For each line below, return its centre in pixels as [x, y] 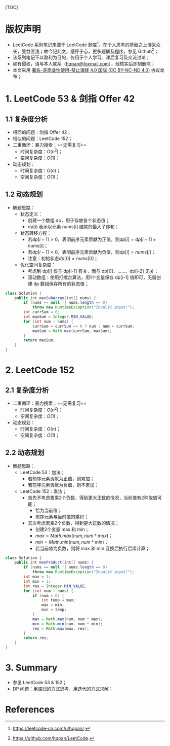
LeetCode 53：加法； [42, 472]
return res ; [36, 638]
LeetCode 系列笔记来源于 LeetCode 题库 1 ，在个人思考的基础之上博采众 [87, 44]
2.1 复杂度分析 [27, 390]
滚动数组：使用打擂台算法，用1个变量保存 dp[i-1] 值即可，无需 [92, 277]
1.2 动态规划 [24, 194]
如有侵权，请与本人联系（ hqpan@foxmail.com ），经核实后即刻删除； [84, 64]
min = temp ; [54, 610]
